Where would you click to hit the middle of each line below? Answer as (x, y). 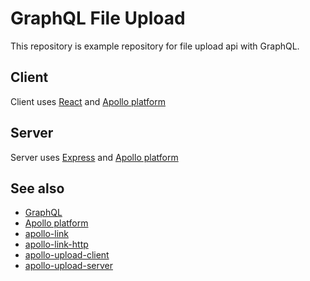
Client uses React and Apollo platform (88, 101)
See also (37, 188)
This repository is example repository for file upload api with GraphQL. (155, 46)
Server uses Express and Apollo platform (94, 157)
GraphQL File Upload (98, 18)
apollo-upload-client (67, 255)
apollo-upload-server (68, 266)
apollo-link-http (56, 244)
